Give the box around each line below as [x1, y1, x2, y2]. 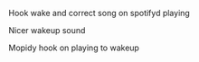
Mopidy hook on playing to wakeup [8, 42, 139, 53]
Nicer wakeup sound [8, 25, 86, 35]
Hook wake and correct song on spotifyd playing [8, 8, 191, 18]
